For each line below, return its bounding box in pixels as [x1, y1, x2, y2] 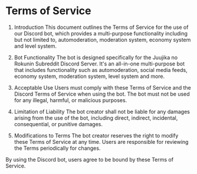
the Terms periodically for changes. [14, 145, 101, 152]
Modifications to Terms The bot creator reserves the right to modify [14, 132, 179, 139]
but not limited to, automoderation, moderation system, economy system [14, 36, 191, 43]
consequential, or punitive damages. [14, 120, 103, 127]
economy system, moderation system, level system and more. [14, 73, 165, 80]
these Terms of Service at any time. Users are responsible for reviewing [14, 138, 189, 145]
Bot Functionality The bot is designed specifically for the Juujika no [14, 54, 178, 61]
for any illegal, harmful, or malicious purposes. [14, 96, 127, 104]
